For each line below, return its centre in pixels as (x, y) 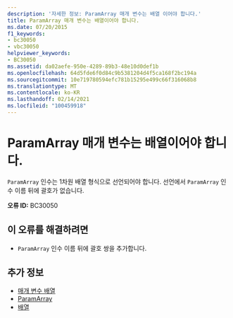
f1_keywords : (26, 34)
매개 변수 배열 (36, 291)
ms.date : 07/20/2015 (38, 27)
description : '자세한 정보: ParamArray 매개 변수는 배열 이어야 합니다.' (105, 14)
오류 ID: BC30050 (33, 205)
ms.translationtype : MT (42, 86)
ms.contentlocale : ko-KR (44, 93)
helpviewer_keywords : (39, 54)
